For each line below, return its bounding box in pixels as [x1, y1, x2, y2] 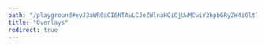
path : [8, 11, 26, 19]
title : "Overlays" [8, 19, 69, 27]
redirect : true [8, 26, 58, 34]
